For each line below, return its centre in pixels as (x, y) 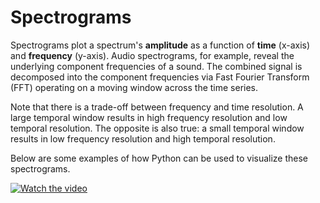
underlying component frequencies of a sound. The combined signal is (156, 66)
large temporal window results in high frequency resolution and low (149, 117)
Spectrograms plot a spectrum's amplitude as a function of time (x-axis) (160, 45)
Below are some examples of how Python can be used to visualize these (159, 158)
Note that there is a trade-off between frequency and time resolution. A (157, 107)
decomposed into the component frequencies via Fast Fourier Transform (160, 77)
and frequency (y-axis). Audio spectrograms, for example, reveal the (152, 55)
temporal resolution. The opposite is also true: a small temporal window (157, 128)
